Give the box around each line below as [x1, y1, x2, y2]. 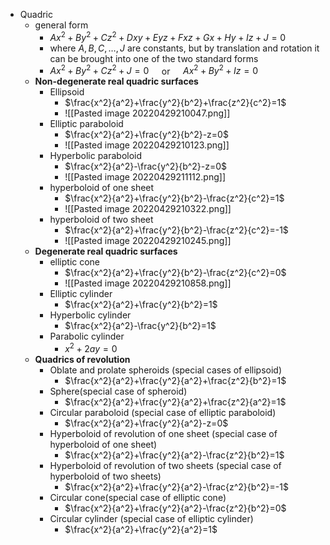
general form [34, 19, 89, 31]
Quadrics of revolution [34, 353, 131, 365]
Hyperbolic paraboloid [49, 150, 143, 162]
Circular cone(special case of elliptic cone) [49, 491, 227, 503]
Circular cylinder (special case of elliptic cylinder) [49, 512, 254, 524]
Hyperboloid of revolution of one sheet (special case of [49, 427, 278, 439]
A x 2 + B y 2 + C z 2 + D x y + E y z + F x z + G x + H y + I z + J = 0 [49, 30, 287, 43]
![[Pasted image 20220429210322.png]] [64, 203, 232, 215]
